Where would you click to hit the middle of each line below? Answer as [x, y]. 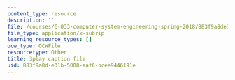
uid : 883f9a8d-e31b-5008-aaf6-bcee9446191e [72, 65]
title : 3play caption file [47, 59]
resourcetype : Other [37, 53]
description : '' [31, 20]
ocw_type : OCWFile [34, 46]
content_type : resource [42, 14]
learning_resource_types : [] [50, 40]
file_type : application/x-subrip [56, 33]
